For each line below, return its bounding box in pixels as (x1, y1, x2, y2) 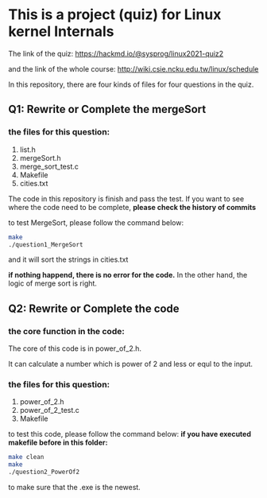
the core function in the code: (8, 325, 125, 337)
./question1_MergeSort (8, 240, 83, 248)
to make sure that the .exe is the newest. (8, 482, 141, 492)
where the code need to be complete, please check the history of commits (8, 202, 257, 212)
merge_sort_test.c (19, 161, 79, 171)
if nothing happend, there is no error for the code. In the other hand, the (8, 270, 248, 280)
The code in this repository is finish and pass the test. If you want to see (8, 193, 245, 204)
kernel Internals (8, 22, 114, 41)
